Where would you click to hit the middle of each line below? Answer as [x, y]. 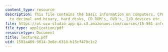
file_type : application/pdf [34, 28]
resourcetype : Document [30, 33]
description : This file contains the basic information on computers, [80, 14]
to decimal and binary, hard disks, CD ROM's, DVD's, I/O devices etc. [86, 19]
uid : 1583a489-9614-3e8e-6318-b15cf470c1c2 [51, 42]
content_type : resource [30, 10]
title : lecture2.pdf [27, 38]
